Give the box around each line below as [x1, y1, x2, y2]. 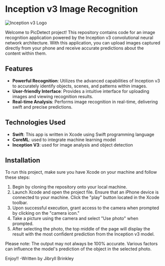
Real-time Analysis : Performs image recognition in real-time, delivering [12, 99, 158, 105]
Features [5, 65, 33, 73]
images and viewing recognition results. [12, 93, 94, 99]
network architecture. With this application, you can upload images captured [5, 39, 161, 45]
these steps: [5, 174, 31, 181]
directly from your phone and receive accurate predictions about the [5, 45, 144, 51]
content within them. [5, 50, 47, 56]
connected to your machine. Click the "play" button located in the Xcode [12, 194, 160, 200]
